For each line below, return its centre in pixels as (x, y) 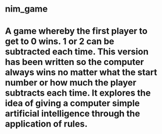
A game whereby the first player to (76, 31)
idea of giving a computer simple (73, 103)
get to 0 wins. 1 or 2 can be (60, 42)
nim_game (26, 9)
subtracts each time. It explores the (78, 93)
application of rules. (46, 124)
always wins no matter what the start (81, 73)
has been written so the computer (74, 62)
